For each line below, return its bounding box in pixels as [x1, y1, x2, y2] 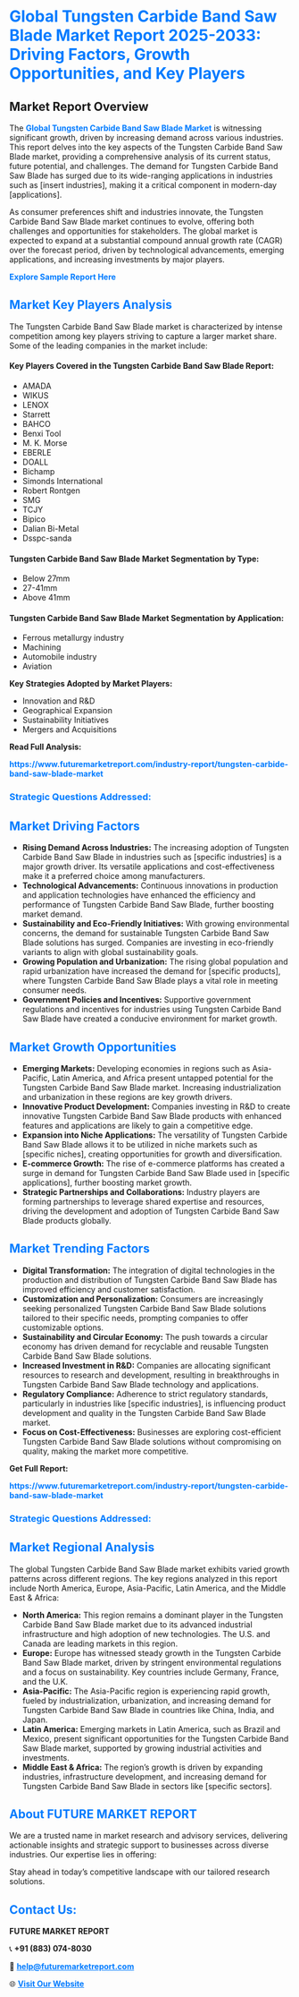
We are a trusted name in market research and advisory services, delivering [9, 1831, 288, 1841]
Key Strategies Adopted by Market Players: [9, 678, 173, 689]
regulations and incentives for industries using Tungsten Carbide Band [21, 1004, 282, 1015]
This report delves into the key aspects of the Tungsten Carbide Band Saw [9, 141, 283, 152]
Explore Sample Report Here [9, 271, 116, 282]
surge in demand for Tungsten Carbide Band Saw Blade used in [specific [21, 1167, 290, 1178]
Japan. [21, 1714, 48, 1725]
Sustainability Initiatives [21, 714, 110, 726]
